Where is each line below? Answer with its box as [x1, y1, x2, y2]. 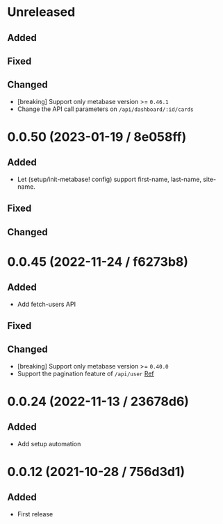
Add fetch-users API [17, 300, 76, 308]
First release [17, 509, 53, 518]
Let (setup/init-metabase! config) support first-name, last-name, [17, 175, 201, 183]
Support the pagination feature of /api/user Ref [17, 369, 154, 378]
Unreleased [7, 4, 76, 20]
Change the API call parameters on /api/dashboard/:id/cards [17, 105, 194, 113]
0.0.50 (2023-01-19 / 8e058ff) [7, 129, 187, 144]
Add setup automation [17, 439, 81, 448]
